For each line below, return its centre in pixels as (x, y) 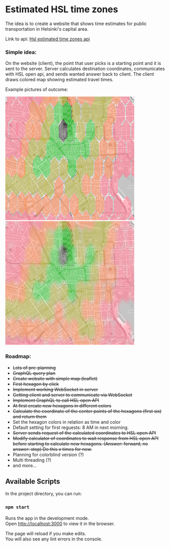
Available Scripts (33, 481)
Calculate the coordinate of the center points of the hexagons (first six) (87, 411)
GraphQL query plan (34, 373)
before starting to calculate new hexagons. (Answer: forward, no (80, 444)
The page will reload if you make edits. (46, 533)
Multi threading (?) (32, 460)
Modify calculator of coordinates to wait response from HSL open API (86, 438)
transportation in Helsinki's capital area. (47, 29)
